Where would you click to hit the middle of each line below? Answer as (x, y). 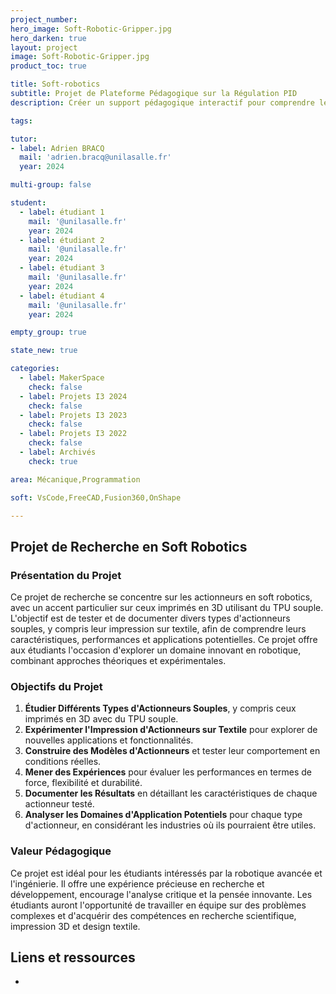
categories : (35, 369)
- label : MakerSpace (62, 378)
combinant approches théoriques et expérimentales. (118, 661)
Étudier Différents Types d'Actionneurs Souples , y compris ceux (160, 708)
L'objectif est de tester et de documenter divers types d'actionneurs (150, 618)
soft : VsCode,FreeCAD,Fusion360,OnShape (96, 497)
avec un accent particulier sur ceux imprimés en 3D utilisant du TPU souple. (167, 608)
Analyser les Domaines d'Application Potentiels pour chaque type (163, 815)
